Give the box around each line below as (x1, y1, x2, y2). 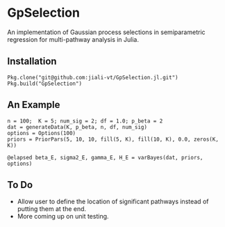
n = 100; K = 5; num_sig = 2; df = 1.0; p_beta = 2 (7, 117, 163, 125)
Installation (7, 56, 57, 68)
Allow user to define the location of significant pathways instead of (17, 197, 209, 206)
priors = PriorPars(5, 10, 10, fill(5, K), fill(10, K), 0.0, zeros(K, (7, 136, 219, 143)
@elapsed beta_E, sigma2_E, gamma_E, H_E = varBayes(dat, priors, (7, 154, 203, 161)
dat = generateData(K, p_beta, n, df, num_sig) (7, 123, 148, 130)
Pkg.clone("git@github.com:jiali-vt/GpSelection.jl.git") (7, 74, 178, 81)
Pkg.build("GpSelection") (7, 80, 82, 87)
